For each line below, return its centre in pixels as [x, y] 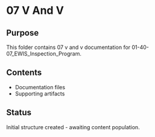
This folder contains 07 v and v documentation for [68, 47]
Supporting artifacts [40, 94]
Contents [24, 73]
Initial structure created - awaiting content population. [73, 127]
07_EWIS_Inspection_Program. [44, 54]
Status [19, 113]
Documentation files [40, 87]
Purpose [23, 33]
